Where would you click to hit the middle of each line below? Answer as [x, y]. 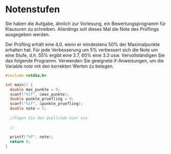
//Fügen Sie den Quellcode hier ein [49, 118]
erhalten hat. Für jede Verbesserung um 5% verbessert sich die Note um [82, 50]
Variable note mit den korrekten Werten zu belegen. [59, 66]
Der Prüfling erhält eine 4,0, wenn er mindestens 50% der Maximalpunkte [82, 44]
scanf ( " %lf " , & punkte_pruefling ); [46, 104]
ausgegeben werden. [28, 34]
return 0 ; [20, 142]
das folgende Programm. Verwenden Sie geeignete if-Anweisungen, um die [85, 60]
